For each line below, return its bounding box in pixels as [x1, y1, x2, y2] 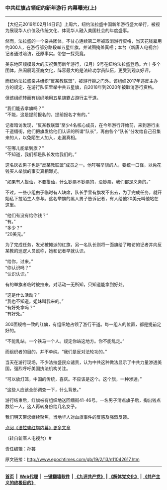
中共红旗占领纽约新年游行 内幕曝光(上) [5, 4, 97, 11]
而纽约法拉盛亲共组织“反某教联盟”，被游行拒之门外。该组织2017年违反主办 [5, 78, 158, 84]
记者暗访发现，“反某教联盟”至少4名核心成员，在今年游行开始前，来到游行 [5, 122, 156, 128]
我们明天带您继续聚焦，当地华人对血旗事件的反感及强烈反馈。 [5, 414, 132, 420]
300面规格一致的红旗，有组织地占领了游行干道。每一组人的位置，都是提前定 [5, 321, 162, 327]
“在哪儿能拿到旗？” [5, 145, 44, 151]
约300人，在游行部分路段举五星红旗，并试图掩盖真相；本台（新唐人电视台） [5, 44, 162, 50]
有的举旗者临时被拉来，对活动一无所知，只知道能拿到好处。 [5, 281, 127, 287]
